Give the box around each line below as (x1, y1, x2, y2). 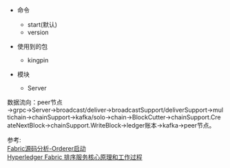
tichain (7, 113, 26, 121)
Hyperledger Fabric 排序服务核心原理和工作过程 (7, 153, 143, 161)
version (27, 28, 50, 36)
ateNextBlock (7, 121, 45, 129)
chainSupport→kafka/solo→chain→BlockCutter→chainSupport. (32, 113, 211, 121)
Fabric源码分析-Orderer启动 (7, 145, 86, 152)
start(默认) (27, 21, 57, 29)
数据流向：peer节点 (7, 98, 63, 106)
